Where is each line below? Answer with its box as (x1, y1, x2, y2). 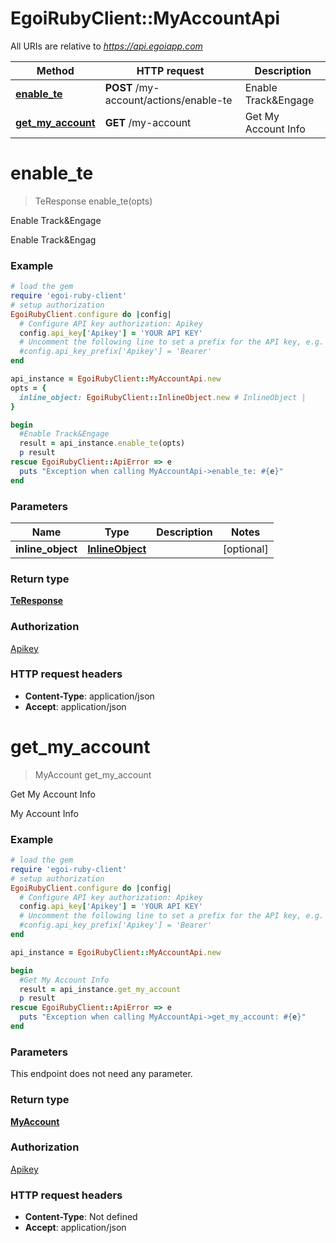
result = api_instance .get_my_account (19, 984, 182, 994)
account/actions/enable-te (104, 93, 233, 107)
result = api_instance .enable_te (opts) (19, 438, 186, 449)
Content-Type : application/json (24, 690, 155, 702)
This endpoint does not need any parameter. (10, 1068, 193, 1080)
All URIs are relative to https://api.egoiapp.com (10, 40, 203, 52)
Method (36, 63, 75, 77)
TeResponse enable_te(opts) (34, 195, 153, 207)
